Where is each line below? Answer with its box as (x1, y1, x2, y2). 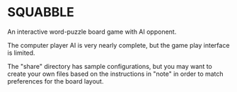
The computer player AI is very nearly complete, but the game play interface (7, 41, 230, 49)
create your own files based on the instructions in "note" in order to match (7, 70, 224, 78)
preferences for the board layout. (7, 77, 104, 85)
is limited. (7, 48, 35, 57)
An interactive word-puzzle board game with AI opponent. (7, 27, 177, 36)
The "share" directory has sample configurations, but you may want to (7, 62, 212, 70)
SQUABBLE (7, 4, 74, 20)
